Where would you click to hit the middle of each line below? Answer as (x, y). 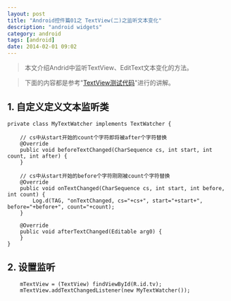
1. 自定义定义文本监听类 (58, 107)
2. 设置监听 (31, 267)
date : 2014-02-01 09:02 (42, 47)
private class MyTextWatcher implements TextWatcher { (89, 124)
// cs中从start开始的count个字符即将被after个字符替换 (94, 137)
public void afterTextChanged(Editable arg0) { (91, 231)
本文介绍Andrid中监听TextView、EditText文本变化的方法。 (109, 67)
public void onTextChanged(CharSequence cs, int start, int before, (123, 188)
